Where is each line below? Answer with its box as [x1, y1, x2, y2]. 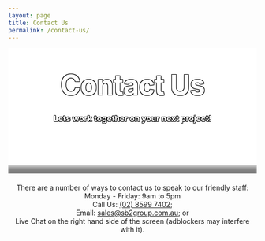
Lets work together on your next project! [54, 113, 211, 124]
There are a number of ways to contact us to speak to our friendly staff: [16, 183, 249, 192]
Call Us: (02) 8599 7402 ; [91, 199, 174, 209]
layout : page [8, 11, 51, 20]
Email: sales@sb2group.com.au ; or [76, 208, 189, 217]
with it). [120, 224, 145, 234]
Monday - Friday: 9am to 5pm [84, 191, 181, 201]
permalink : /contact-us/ [8, 26, 90, 34]
